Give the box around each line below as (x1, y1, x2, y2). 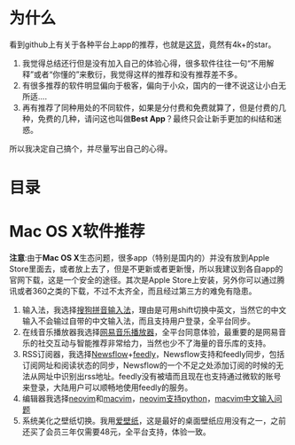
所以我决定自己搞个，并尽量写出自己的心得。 (9, 143, 173, 153)
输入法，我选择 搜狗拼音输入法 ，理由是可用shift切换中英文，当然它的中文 (21, 305, 287, 316)
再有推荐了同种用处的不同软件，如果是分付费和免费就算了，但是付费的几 (21, 102, 286, 113)
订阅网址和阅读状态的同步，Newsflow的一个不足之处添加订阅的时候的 (21, 360, 276, 371)
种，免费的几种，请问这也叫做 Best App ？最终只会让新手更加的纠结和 (21, 113, 275, 124)
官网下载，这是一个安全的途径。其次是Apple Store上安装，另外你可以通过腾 (9, 275, 285, 285)
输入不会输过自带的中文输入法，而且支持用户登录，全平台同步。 (21, 316, 255, 326)
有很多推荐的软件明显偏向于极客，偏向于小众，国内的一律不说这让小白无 (21, 80, 286, 90)
